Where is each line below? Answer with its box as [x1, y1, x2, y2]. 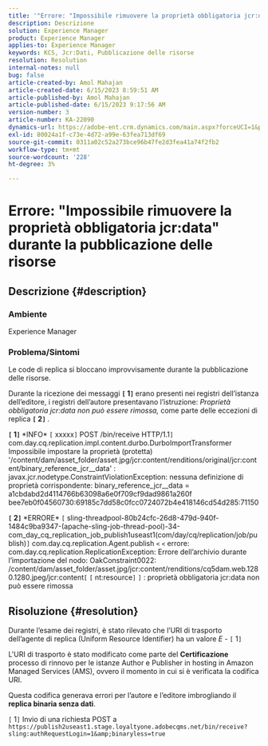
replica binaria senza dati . [8, 699, 96, 708]
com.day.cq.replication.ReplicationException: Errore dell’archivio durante [8, 547, 247, 557]
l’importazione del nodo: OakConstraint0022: [8, 556, 157, 565]
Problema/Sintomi [8, 346, 80, 357]
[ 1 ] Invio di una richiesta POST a [8, 715, 117, 724]
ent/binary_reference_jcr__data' [8, 464, 112, 473]
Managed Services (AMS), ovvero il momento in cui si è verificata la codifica [8, 667, 259, 676]
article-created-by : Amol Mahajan [8, 78, 124, 86]
